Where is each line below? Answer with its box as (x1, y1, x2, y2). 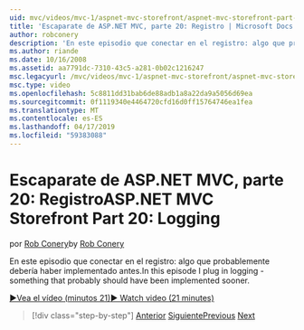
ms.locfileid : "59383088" (9, 131, 107, 140)
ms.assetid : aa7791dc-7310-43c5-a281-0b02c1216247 (9, 64, 204, 73)
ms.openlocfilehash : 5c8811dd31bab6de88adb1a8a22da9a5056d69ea (9, 89, 253, 98)
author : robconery (9, 30, 79, 39)
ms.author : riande (9, 47, 79, 56)
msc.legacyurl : (9, 72, 67, 81)
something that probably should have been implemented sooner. (9, 275, 251, 286)
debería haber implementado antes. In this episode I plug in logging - (9, 265, 264, 276)
